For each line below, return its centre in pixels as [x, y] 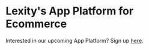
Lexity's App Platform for [69, 11]
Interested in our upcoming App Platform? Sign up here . [74, 40]
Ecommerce [36, 24]
